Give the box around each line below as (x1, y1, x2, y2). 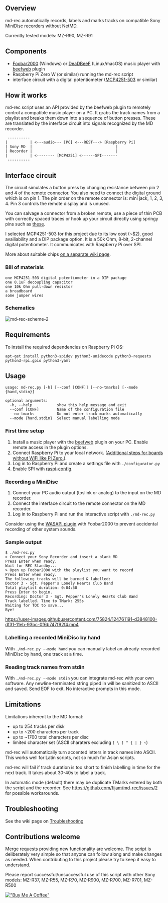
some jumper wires (5, 293, 44, 298)
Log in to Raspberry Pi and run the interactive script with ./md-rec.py (12, 511, 155, 517)
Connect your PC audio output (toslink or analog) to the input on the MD (12, 490, 161, 496)
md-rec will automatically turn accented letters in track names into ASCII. (5, 749, 156, 755)
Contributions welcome (5, 833, 80, 841)
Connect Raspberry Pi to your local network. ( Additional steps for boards (12, 449, 163, 456)
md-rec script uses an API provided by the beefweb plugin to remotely (5, 104, 151, 110)
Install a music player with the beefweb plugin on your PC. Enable (12, 439, 148, 445)
